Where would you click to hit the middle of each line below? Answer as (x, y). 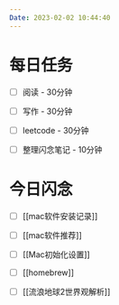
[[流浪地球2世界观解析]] (66, 291)
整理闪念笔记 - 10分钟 (62, 149)
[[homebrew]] (48, 273)
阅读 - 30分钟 (47, 92)
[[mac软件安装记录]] (60, 216)
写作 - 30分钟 (47, 111)
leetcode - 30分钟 (55, 130)
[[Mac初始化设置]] (56, 254)
